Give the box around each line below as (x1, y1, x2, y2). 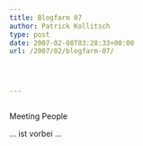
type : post (9, 30, 50, 39)
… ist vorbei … (9, 128, 62, 140)
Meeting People (9, 111, 68, 122)
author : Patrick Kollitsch (9, 22, 111, 31)
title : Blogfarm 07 (9, 13, 83, 23)
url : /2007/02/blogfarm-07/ (9, 47, 115, 56)
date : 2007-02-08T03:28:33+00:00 (9, 38, 135, 48)
